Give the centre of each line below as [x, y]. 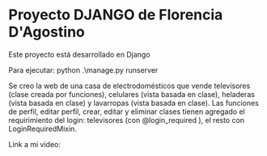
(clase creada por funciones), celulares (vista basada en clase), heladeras [131, 94]
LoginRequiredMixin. [42, 129]
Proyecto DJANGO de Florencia [116, 15]
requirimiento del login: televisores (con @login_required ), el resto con [127, 120]
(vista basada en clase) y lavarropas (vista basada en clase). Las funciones [133, 103]
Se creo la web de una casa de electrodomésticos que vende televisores [129, 86]
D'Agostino [47, 32]
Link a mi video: [35, 144]
